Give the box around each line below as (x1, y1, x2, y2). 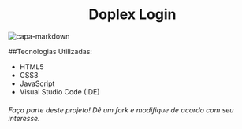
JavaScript (19, 79, 55, 88)
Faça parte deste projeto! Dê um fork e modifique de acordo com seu (8, 105, 234, 115)
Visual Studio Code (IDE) (19, 87, 100, 96)
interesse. (8, 113, 41, 123)
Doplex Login (88, 6, 177, 24)
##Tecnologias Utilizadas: (8, 46, 93, 56)
